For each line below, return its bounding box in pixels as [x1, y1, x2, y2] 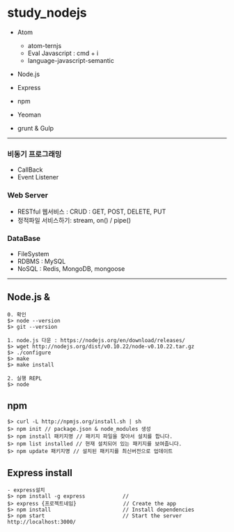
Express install [7, 466, 73, 479]
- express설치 [7, 487, 45, 494]
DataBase [7, 234, 41, 244]
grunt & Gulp [17, 124, 54, 132]
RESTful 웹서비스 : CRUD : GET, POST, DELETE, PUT [17, 207, 166, 216]
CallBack [17, 165, 43, 174]
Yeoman [17, 110, 42, 119]
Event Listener [17, 173, 59, 182]
